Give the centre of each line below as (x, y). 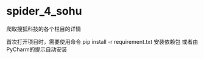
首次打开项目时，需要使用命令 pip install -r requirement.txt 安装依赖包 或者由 (102, 41)
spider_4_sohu (44, 11)
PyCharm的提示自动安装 (37, 49)
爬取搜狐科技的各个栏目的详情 (44, 29)
